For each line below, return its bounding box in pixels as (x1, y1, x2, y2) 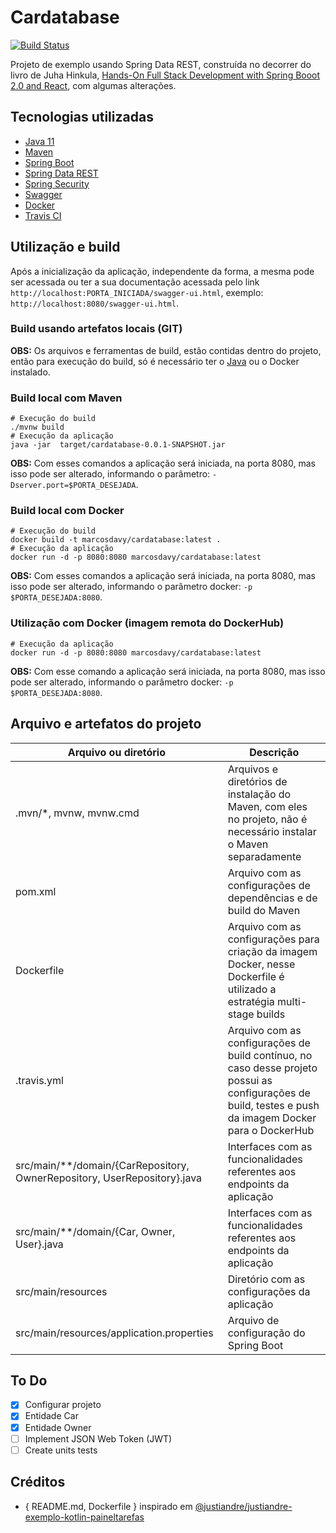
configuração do (227, 1326, 306, 1340)
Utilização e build (10, 239, 121, 256)
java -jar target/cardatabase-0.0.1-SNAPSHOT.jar (10, 440, 226, 450)
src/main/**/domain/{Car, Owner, (15, 1224, 176, 1238)
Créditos (10, 1474, 66, 1491)
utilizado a (227, 982, 277, 996)
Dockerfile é (227, 969, 285, 983)
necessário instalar (227, 824, 317, 838)
